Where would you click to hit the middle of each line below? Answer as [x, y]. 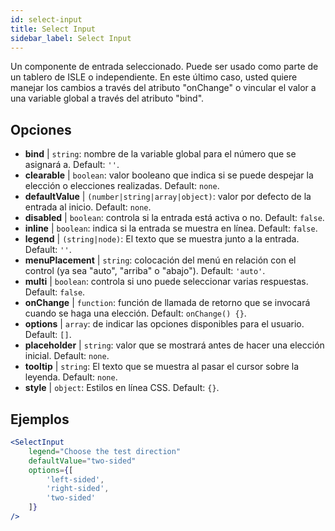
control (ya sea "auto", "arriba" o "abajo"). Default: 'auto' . [145, 271]
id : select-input [46, 19]
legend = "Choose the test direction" [105, 451]
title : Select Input [53, 29]
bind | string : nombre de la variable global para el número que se [160, 154]
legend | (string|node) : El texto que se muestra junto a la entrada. [162, 239]
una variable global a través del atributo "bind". [107, 98]
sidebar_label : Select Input [71, 38]
